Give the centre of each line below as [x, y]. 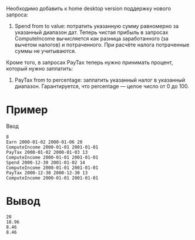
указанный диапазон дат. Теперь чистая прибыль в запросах [91, 32]
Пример [27, 110]
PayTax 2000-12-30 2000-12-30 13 [47, 173]
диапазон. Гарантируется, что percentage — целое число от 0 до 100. [102, 86]
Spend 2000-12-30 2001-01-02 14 [46, 163]
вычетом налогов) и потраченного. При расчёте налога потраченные [102, 45]
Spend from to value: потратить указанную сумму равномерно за [97, 26]
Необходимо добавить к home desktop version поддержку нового [89, 9]
